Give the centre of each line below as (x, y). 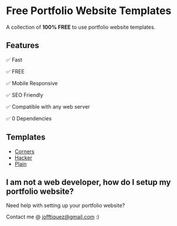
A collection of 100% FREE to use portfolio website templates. (81, 27)
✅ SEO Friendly (25, 95)
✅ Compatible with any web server (48, 106)
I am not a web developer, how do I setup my (88, 182)
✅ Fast (14, 59)
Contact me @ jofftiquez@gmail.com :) (53, 217)
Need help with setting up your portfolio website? (65, 205)
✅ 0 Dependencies (29, 118)
